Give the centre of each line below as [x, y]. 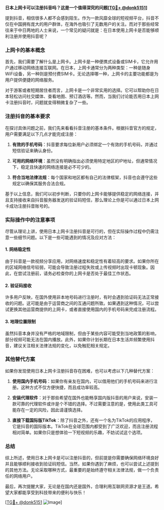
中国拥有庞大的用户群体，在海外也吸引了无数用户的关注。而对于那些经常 [86, 24]
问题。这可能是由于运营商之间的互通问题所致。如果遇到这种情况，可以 [84, 303]
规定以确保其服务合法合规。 [40, 183]
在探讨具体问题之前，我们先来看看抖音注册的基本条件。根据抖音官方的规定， [82, 128]
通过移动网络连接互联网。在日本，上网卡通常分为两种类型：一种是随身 [80, 68]
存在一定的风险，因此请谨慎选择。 [51, 410]
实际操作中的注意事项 [30, 220]
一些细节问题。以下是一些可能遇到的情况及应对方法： [62, 237]
